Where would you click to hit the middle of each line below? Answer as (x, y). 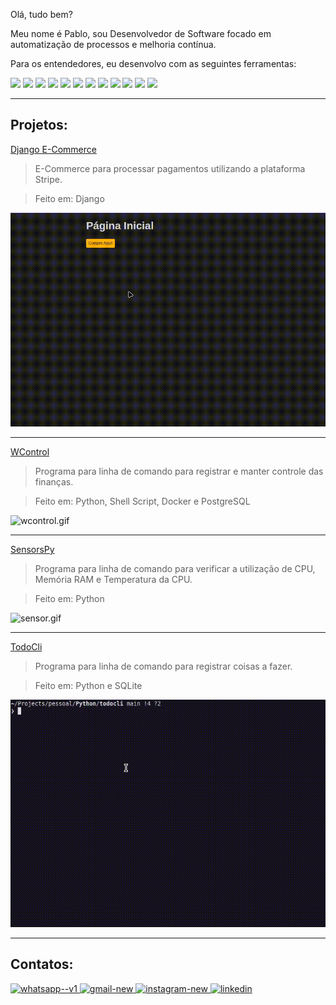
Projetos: (39, 125)
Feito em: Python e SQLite (88, 686)
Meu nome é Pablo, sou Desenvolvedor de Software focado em (141, 33)
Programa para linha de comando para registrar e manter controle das (179, 471)
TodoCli (26, 647)
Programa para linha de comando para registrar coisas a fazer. (163, 666)
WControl (30, 452)
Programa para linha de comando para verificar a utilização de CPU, (175, 569)
